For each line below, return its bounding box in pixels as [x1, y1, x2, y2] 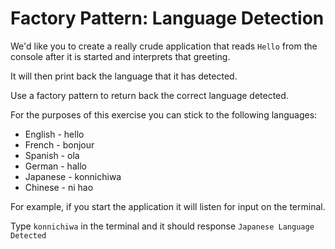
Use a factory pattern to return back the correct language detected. [10, 89, 289, 101]
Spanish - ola [24, 149, 80, 161]
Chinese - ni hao [24, 181, 94, 193]
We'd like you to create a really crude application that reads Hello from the [10, 40, 318, 52]
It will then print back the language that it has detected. [10, 70, 238, 82]
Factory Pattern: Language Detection [10, 7, 325, 30]
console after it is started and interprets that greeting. [10, 50, 231, 62]
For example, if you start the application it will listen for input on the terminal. [10, 200, 326, 212]
